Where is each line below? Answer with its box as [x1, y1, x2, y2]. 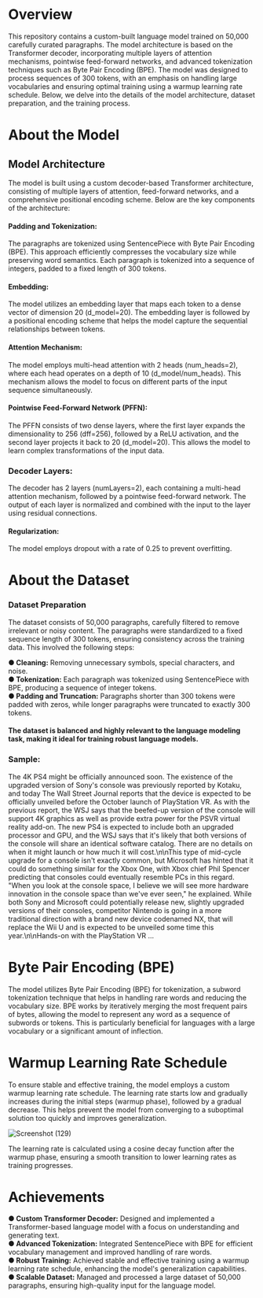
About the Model [8, 126, 120, 144]
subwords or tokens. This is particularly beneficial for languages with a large [8, 1018, 255, 1027]
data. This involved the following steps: [8, 642, 135, 652]
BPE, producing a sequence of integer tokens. [8, 682, 157, 692]
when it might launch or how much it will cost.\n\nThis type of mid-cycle [8, 847, 242, 856]
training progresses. [8, 1160, 73, 1170]
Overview [8, 6, 73, 24]
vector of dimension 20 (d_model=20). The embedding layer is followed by [8, 308, 250, 317]
